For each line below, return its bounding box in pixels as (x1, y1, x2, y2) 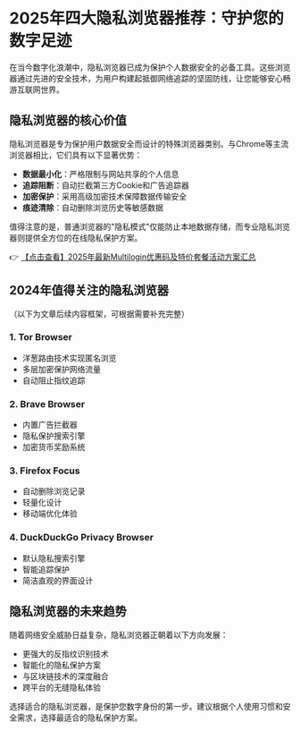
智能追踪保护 (21, 564, 70, 574)
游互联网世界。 (9, 84, 64, 95)
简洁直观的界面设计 (21, 574, 94, 586)
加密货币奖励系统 (21, 442, 86, 453)
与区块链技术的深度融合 (21, 670, 109, 681)
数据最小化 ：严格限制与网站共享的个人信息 (21, 168, 179, 179)
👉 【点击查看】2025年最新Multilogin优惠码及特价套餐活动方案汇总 (9, 251, 256, 262)
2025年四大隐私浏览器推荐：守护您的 (9, 8, 284, 29)
